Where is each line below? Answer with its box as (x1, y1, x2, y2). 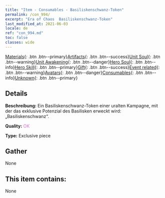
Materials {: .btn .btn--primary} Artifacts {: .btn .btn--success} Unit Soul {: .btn (5, 53, 161, 59)
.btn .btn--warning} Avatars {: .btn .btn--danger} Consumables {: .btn (5, 69, 143, 75)
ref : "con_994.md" (5, 30, 43, 35)
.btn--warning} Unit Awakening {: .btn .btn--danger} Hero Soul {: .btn (5, 58, 143, 65)
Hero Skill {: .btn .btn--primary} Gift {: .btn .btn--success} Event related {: (14, 64, 160, 70)
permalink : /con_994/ (5, 12, 50, 17)
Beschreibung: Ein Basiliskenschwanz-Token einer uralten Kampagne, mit (5, 102, 158, 108)
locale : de (5, 26, 28, 31)
